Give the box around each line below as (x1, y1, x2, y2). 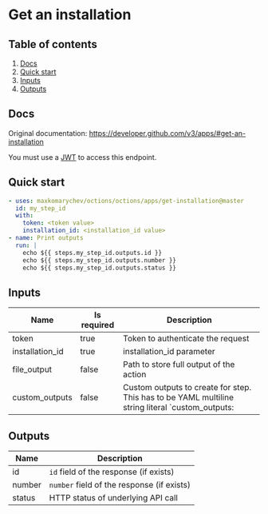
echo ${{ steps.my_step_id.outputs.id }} (22, 249, 162, 257)
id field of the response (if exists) (49, 466, 175, 477)
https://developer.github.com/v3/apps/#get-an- (89, 128, 246, 137)
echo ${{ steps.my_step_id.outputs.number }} (22, 256, 177, 265)
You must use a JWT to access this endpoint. (8, 152, 157, 161)
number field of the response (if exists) (49, 480, 191, 490)
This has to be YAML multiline (123, 392, 234, 403)
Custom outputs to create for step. (123, 382, 252, 393)
